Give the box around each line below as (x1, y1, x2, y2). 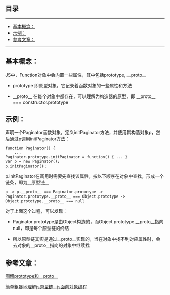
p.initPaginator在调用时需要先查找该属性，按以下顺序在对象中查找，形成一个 (5, 173, 164, 179)
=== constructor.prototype (12, 99, 69, 105)
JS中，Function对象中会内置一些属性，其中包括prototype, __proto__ (5, 72, 147, 78)
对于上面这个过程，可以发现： (5, 208, 67, 214)
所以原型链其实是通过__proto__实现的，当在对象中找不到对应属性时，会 (12, 236, 161, 242)
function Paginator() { (5, 146, 56, 151)
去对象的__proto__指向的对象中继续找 (12, 242, 90, 248)
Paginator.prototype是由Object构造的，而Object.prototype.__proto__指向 (12, 219, 164, 225)
